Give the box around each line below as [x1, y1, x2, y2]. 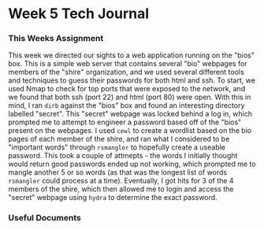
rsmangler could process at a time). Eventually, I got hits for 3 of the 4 [8, 176, 234, 186]
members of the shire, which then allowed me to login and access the [8, 184, 234, 194]
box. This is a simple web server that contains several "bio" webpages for [8, 59, 247, 68]
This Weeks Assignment [8, 33, 104, 44]
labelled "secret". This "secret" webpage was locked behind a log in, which [8, 109, 252, 119]
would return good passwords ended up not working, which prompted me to [8, 159, 256, 169]
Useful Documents [8, 212, 81, 223]
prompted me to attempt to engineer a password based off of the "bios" [8, 117, 242, 127]
